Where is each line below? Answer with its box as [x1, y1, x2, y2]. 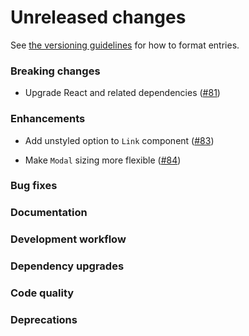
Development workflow [10, 232, 127, 246]
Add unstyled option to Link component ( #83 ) [24, 134, 215, 146]
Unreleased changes [10, 6, 187, 29]
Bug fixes [10, 179, 58, 193]
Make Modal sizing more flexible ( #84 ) [24, 154, 182, 166]
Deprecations [10, 313, 78, 327]
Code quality [10, 286, 75, 300]
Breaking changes [10, 64, 101, 78]
